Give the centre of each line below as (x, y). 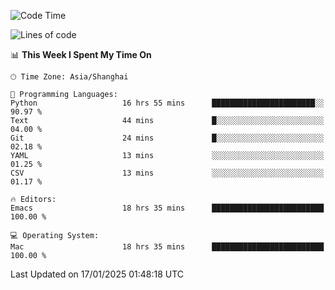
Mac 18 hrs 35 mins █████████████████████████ (167, 247)
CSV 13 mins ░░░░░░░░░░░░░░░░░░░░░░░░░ (167, 173)
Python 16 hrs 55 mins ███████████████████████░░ (167, 103)
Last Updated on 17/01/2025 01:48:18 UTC (97, 274)
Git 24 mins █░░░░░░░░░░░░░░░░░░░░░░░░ (167, 138)
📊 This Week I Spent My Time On (81, 54)
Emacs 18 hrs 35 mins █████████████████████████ (167, 208)
